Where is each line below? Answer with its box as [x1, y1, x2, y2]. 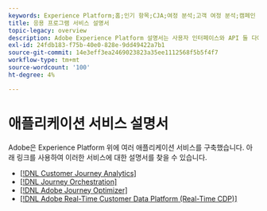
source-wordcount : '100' [8, 64, 91, 72]
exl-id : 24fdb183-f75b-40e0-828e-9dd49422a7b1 [8, 41, 165, 49]
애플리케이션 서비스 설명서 [8, 115, 169, 132]
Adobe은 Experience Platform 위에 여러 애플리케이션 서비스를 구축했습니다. [8, 143, 245, 152]
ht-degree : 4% [8, 71, 56, 79]
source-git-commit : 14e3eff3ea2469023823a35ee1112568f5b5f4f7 [8, 49, 219, 57]
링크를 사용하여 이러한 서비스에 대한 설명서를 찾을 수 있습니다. [16, 152, 208, 162]
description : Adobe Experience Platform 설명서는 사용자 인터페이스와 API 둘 [8, 33, 249, 42]
